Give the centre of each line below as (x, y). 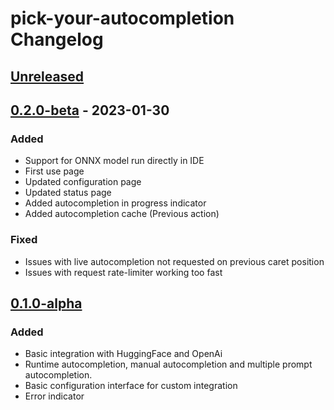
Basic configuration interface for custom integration (131, 386)
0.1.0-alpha (46, 303)
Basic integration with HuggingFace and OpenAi (123, 354)
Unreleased (47, 76)
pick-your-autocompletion (122, 18)
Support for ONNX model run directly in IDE (114, 161)
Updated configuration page (83, 182)
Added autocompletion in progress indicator (115, 203)
